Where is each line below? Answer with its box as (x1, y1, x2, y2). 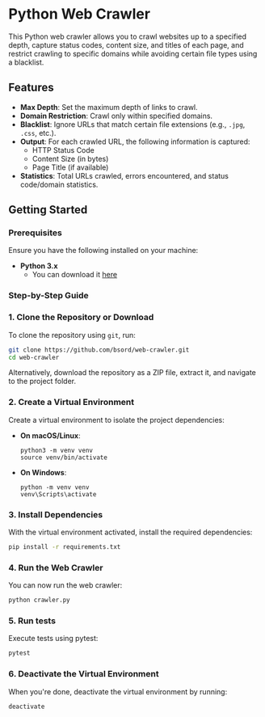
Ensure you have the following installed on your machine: (8, 246, 199, 255)
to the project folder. (8, 377, 77, 386)
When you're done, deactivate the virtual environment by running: (8, 686, 228, 696)
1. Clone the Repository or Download (8, 312, 154, 323)
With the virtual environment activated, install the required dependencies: (8, 527, 253, 537)
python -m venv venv (19, 483, 90, 491)
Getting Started (8, 203, 88, 217)
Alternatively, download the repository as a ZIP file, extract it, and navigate (8, 368, 257, 377)
